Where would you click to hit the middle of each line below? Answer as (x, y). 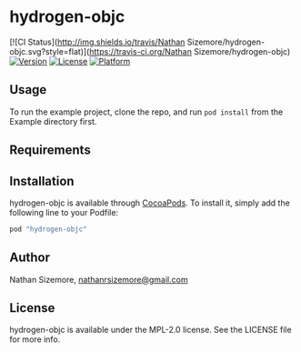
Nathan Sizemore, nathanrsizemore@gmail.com (99, 279)
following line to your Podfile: (64, 212)
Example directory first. (53, 121)
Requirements (50, 151)
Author (30, 258)
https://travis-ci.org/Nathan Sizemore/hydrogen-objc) (190, 51)
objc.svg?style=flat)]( (50, 51)
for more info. (35, 339)
